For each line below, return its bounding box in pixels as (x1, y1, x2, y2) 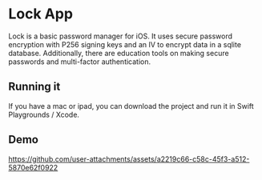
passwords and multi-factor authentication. (8, 57, 151, 66)
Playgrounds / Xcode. (8, 110, 80, 119)
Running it (8, 80, 61, 94)
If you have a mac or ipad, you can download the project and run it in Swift (8, 101, 254, 110)
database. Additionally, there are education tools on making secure (8, 48, 230, 58)
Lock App (8, 5, 74, 23)
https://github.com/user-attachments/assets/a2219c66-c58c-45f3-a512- (8, 154, 250, 164)
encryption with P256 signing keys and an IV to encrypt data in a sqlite (8, 39, 242, 49)
